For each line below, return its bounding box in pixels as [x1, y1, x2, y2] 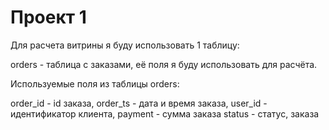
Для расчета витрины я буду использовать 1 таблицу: [10, 39, 240, 51]
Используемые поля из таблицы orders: [10, 77, 180, 90]
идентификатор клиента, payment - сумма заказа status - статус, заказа [10, 107, 320, 120]
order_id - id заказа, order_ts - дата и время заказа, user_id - [10, 97, 268, 109]
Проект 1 [10, 6, 87, 29]
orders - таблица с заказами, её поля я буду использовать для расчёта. [10, 58, 318, 70]
